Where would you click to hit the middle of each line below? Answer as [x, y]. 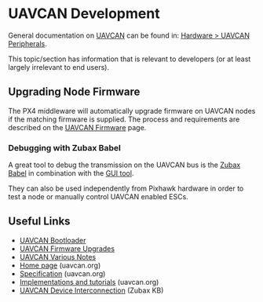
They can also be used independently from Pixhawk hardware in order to [126, 188]
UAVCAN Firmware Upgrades [67, 249]
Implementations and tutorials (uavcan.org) [89, 282]
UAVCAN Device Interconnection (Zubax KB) [91, 290]
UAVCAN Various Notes [58, 257]
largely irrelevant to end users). [59, 67]
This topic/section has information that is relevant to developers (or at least [130, 59]
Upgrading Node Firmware [74, 92]
